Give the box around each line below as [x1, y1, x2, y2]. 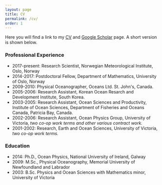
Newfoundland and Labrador [12, 164, 70, 170]
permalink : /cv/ [5, 16, 38, 21]
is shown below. [5, 40, 38, 46]
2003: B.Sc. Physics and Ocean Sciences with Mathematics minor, [12, 169, 146, 175]
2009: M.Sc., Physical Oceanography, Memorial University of [12, 159, 135, 164]
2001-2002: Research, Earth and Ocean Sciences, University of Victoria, [12, 125, 158, 131]
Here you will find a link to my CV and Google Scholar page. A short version [5, 34, 157, 40]
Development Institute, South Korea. [12, 94, 85, 100]
